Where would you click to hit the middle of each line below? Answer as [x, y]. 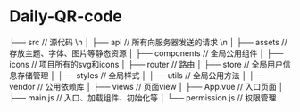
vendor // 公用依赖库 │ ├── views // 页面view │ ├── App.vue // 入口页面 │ [146, 86]
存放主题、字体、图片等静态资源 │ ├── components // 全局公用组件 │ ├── [146, 53]
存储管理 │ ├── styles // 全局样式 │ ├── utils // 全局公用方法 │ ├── [141, 75]
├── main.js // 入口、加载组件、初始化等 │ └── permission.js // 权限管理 [143, 97]
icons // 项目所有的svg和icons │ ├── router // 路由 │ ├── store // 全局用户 [146, 64]
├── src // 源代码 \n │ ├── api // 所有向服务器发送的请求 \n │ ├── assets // [148, 42]
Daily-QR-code [66, 16]
